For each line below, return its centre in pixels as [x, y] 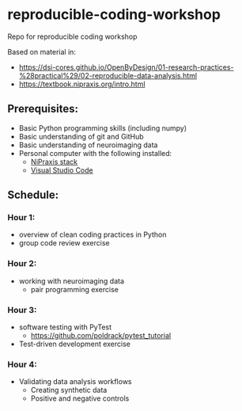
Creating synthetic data [69, 390]
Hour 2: [22, 264]
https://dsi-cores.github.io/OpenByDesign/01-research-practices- [126, 67]
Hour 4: [22, 364]
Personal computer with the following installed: [95, 153]
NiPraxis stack [54, 162]
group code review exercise [64, 243]
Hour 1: [21, 218]
